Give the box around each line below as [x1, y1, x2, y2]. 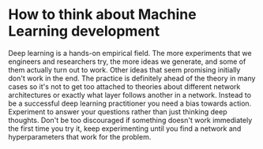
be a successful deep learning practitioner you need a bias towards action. [8, 99, 252, 108]
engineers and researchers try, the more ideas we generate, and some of [8, 57, 246, 66]
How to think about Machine [8, 6, 197, 24]
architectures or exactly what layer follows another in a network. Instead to [8, 90, 251, 99]
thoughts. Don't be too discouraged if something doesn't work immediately [8, 115, 253, 125]
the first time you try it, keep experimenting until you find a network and [8, 124, 242, 133]
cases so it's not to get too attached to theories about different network [8, 81, 241, 91]
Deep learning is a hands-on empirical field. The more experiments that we [8, 48, 252, 58]
